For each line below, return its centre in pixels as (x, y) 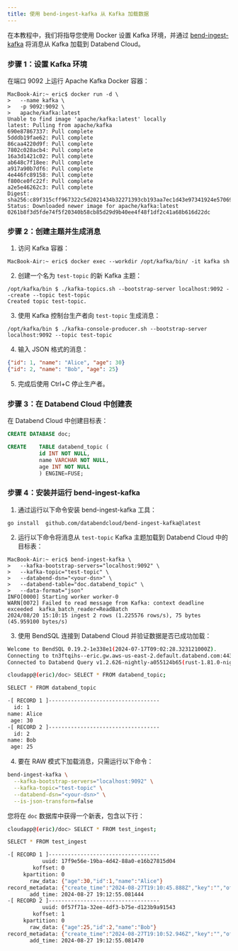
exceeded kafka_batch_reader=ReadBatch (68, 609)
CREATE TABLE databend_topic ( (58, 447)
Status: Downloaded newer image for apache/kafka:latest (93, 206)
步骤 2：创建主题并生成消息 (54, 231)
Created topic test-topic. (47, 302)
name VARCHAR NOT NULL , (74, 460)
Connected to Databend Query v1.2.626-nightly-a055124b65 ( (96, 662)
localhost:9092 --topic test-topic (60, 335)
